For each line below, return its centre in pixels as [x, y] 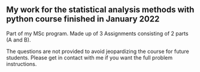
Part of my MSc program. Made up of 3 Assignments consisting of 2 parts [97, 33]
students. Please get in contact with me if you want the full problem [89, 57]
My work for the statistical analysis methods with [100, 10]
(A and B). [19, 40]
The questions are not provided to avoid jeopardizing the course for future [98, 51]
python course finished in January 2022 [83, 19]
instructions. [22, 64]
